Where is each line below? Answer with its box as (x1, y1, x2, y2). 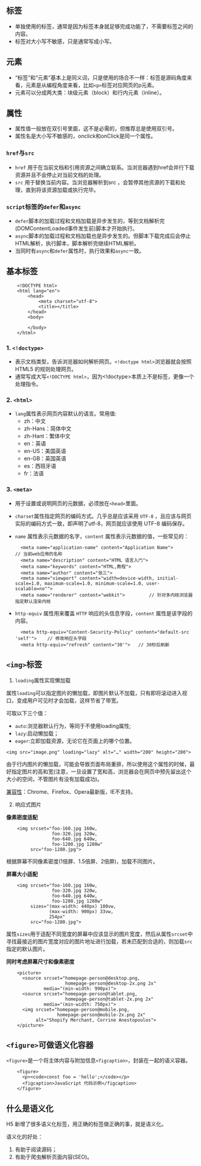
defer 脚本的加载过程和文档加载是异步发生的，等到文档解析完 (14, 217, 165, 224)
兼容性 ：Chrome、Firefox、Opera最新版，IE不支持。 (6, 788, 136, 795)
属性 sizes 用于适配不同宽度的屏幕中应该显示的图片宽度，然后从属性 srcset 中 (6, 930, 193, 937)
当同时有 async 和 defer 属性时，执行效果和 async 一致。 (14, 247, 145, 254)
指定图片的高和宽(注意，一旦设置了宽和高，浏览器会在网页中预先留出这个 (11, 768, 192, 775)
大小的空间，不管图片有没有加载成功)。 (6, 775, 103, 782)
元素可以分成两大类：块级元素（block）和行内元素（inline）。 (14, 89, 165, 96)
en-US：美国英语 (23, 448, 66, 455)
